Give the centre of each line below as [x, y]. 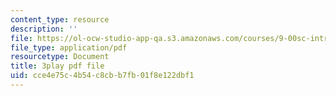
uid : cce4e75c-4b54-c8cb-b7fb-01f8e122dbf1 [102, 76]
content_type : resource [60, 19]
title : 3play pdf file [57, 66]
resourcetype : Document [60, 57]
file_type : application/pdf [69, 47]
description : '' [44, 29]
